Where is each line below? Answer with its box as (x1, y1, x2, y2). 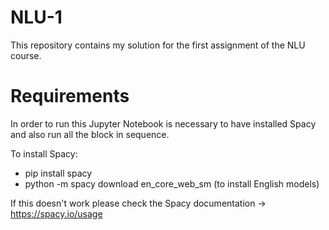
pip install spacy (24, 167, 93, 179)
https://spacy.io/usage (10, 207, 103, 220)
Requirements (10, 85, 130, 108)
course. (10, 49, 42, 61)
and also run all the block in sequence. (10, 128, 170, 140)
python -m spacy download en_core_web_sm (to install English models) (24, 177, 320, 190)
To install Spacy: (10, 147, 78, 160)
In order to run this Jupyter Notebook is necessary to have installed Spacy (10, 117, 317, 130)
